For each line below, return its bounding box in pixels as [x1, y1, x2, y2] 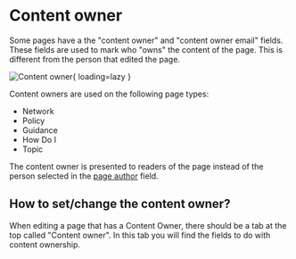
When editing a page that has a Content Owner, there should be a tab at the [9, 220, 287, 230]
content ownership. [9, 238, 81, 250]
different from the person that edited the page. [9, 54, 181, 64]
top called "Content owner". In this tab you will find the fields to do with [9, 230, 271, 240]
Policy [21, 115, 45, 126]
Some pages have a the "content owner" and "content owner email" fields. [9, 35, 284, 46]
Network [21, 105, 55, 116]
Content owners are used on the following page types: [9, 88, 210, 99]
